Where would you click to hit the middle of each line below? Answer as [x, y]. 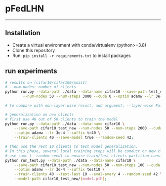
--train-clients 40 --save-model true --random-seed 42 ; [74, 138]
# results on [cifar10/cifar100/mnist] [46, 82]
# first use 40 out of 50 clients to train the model [62, 119]
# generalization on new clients [40, 115]
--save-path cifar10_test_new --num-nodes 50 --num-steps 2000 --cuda [88, 128]
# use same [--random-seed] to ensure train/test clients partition [77, 156]
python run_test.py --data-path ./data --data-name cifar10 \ [70, 160]
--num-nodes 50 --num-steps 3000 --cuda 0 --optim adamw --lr [88, 96]
